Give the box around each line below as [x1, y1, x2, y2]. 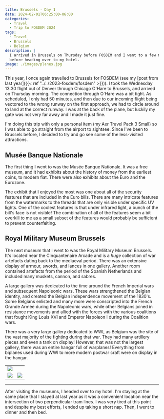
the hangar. [5, 354, 28, 360]
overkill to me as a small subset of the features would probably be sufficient [5, 215, 158, 221]
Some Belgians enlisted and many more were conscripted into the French [5, 298, 153, 304]
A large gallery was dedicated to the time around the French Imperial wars [5, 282, 154, 289]
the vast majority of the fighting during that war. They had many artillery [5, 334, 150, 340]
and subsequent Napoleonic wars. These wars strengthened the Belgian [5, 288, 150, 294]
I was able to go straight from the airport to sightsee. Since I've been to [5, 126, 148, 132]
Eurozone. [5, 179, 26, 185]
